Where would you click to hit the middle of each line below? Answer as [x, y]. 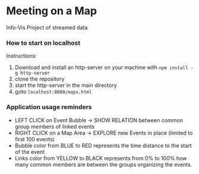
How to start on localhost [43, 43]
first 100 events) [35, 139]
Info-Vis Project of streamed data [47, 27]
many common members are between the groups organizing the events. [103, 164]
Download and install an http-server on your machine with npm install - [104, 67]
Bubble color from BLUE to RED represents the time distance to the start [103, 145]
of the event [29, 152]
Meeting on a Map [52, 11]
